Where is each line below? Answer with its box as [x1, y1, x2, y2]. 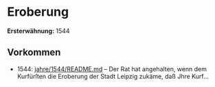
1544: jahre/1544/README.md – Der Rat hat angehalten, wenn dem [16, 64, 207, 73]
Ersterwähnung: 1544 [7, 27, 70, 35]
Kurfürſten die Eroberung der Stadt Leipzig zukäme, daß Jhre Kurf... [16, 72, 210, 80]
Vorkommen [7, 47, 61, 58]
